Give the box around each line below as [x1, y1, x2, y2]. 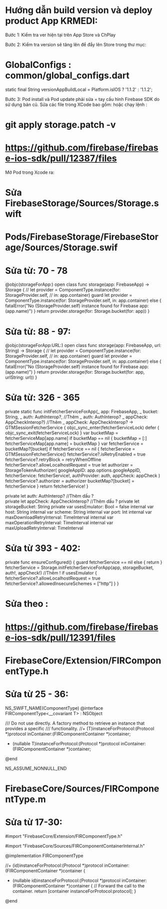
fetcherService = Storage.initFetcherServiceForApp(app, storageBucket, [5, 564, 154, 571]
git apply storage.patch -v [5, 119, 116, 131]
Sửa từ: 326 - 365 [5, 392, 80, 403]
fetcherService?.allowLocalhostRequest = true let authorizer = [5, 462, 133, 468]
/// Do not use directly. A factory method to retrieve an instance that [5, 720, 145, 726]
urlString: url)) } [5, 374, 37, 381]
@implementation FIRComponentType [5, 852, 83, 858]
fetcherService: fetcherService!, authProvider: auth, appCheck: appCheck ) [5, 473, 160, 479]
